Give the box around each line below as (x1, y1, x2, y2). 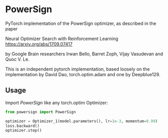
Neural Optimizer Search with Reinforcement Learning (5, 36, 118, 42)
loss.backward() (5, 123, 40, 128)
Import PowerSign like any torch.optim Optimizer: (5, 99, 108, 106)
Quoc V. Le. (5, 56, 29, 62)
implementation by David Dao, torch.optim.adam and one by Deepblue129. (5, 71, 161, 77)
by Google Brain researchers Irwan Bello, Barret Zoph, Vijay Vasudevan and (5, 51, 163, 57)
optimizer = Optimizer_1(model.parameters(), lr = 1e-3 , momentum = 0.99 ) (5, 118, 158, 124)
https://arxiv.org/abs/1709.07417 (5, 41, 73, 47)
